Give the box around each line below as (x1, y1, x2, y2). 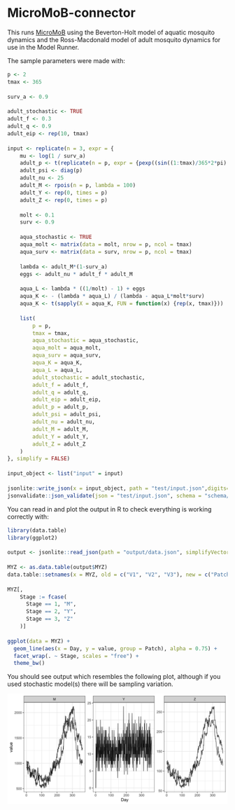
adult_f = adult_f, (32, 381, 90, 388)
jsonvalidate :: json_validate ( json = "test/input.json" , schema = (7, 492, 201, 499)
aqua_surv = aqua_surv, (32, 352, 101, 359)
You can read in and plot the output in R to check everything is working (7, 504, 212, 513)
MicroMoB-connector (7, 5, 136, 21)
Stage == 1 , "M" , (25, 600, 77, 607)
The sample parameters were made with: (7, 56, 126, 64)
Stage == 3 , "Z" (25, 615, 73, 623)
